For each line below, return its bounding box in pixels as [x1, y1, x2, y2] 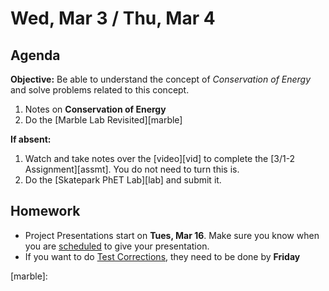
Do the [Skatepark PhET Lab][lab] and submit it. [24, 174, 222, 186]
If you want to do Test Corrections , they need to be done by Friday [24, 250, 301, 262]
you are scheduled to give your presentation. [24, 240, 210, 252]
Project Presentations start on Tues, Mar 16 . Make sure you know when [24, 229, 320, 241]
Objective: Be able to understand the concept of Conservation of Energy [10, 73, 312, 85]
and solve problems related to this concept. [10, 84, 190, 96]
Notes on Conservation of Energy [24, 103, 167, 115]
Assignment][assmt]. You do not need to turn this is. [24, 163, 240, 175]
